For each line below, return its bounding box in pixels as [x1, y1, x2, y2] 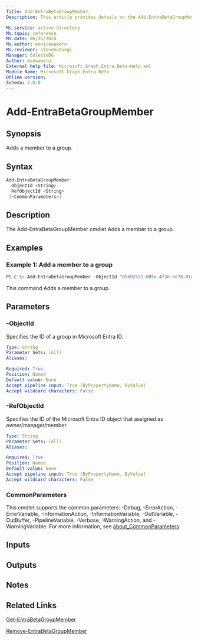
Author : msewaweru [6, 57, 51, 64]
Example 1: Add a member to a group [6, 261, 113, 269]
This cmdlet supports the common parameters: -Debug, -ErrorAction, [6, 504, 175, 511]
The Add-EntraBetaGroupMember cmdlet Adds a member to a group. [6, 226, 174, 233]
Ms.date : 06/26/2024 [6, 36, 57, 42]
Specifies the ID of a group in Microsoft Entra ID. [6, 333, 124, 340]
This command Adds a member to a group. [6, 284, 110, 291]
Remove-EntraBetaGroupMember [6, 628, 87, 635]
